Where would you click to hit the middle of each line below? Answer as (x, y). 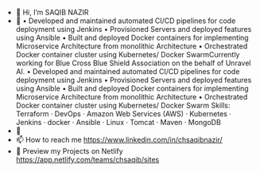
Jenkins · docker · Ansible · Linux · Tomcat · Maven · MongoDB (118, 122)
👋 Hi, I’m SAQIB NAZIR (52, 12)
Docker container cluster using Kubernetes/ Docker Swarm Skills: (123, 105)
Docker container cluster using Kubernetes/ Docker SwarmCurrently (128, 55)
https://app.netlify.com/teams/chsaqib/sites (87, 160)
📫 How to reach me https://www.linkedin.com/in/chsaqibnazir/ (119, 140)
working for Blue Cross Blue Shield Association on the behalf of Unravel (133, 63)
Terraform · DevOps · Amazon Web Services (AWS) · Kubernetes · (124, 114)
